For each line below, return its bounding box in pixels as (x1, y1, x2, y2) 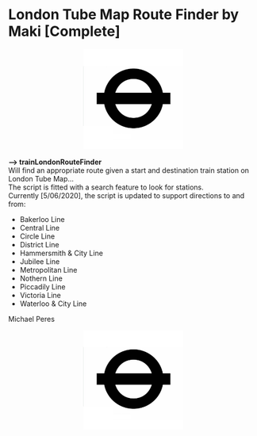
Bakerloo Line (19, 214, 65, 224)
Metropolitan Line (19, 265, 78, 274)
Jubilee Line (19, 256, 60, 266)
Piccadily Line (19, 281, 66, 291)
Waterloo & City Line (19, 299, 87, 308)
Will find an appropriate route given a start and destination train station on (8, 165, 250, 175)
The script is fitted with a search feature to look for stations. (8, 182, 204, 192)
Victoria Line (19, 290, 62, 300)
